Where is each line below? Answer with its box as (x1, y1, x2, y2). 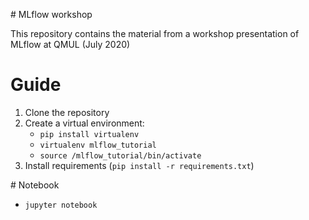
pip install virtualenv (39, 129, 140, 139)
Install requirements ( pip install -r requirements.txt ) (24, 159, 255, 171)
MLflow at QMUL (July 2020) (10, 39, 131, 50)
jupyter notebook (24, 200, 98, 210)
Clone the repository (24, 106, 110, 118)
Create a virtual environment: (24, 117, 145, 129)
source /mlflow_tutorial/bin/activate (39, 150, 202, 161)
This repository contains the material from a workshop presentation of (10, 28, 300, 39)
